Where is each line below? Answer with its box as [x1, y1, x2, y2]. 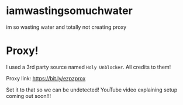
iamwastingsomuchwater [6, 4, 133, 18]
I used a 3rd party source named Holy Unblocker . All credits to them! [6, 63, 171, 70]
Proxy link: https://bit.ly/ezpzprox [6, 74, 86, 82]
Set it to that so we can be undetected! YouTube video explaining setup [6, 86, 178, 93]
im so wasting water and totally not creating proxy [6, 23, 127, 31]
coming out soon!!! [6, 92, 51, 99]
